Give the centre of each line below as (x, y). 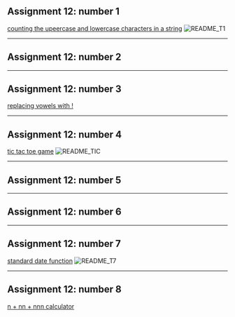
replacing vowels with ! (40, 106)
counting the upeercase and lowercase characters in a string (95, 28)
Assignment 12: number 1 (64, 12)
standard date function (40, 261)
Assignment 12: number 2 (64, 57)
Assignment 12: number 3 (64, 89)
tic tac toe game (31, 151)
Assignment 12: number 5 (64, 180)
